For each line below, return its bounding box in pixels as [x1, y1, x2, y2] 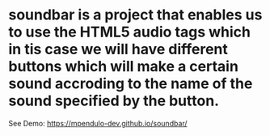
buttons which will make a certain [8, 57, 238, 76]
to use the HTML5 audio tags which [8, 23, 251, 41]
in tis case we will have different [8, 40, 229, 58]
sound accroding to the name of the [8, 74, 253, 93]
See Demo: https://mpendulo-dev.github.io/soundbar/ [8, 118, 188, 128]
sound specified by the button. [8, 91, 220, 110]
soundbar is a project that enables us [8, 6, 263, 24]
